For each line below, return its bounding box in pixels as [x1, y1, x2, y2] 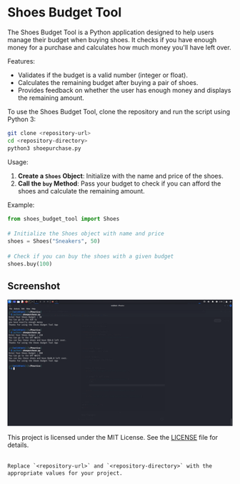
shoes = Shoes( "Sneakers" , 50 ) [7, 238, 101, 245]
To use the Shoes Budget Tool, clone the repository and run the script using [7, 107, 231, 116]
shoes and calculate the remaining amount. [17, 186, 145, 195]
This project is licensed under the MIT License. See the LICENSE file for [7, 433, 219, 441]
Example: [7, 201, 35, 209]
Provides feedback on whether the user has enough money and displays [17, 86, 231, 94]
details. [7, 440, 29, 449]
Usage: [7, 158, 29, 166]
